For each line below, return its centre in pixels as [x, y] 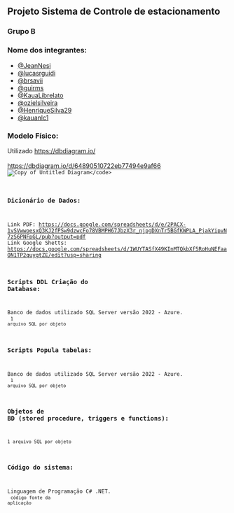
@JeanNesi [34, 65]
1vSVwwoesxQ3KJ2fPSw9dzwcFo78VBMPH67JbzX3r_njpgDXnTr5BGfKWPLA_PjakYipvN [117, 231]
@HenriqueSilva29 [44, 110]
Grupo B [22, 31]
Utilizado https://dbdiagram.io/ [51, 150]
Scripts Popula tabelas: [50, 350]
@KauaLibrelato [40, 95]
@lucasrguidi [36, 73]
